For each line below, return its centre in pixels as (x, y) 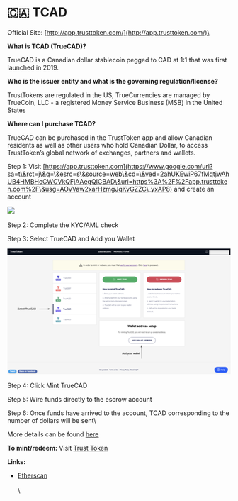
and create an (194, 189)
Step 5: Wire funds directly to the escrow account (80, 399)
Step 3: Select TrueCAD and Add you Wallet (71, 238)
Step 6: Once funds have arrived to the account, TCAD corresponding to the (119, 413)
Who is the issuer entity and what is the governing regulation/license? (113, 81)
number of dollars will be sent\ (52, 420)
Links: (17, 461)
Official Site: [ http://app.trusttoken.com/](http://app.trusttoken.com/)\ (109, 32)
